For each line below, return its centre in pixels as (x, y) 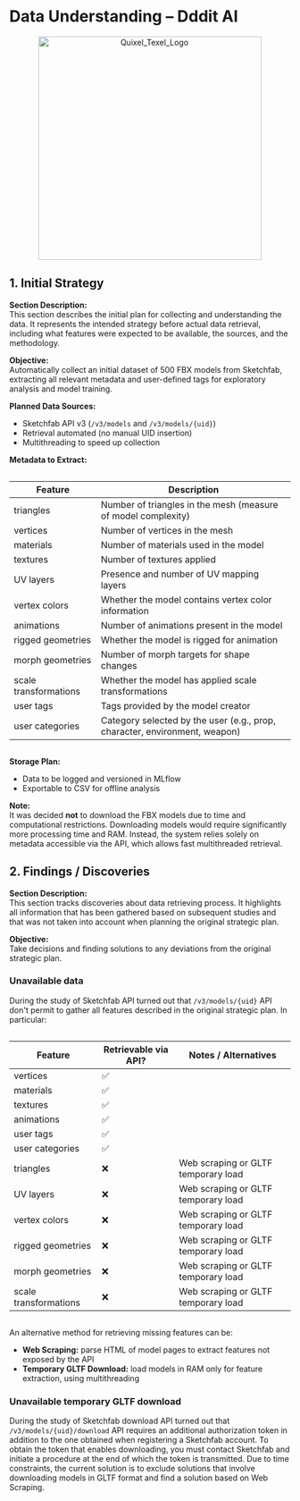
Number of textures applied (158, 559)
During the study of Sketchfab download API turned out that (120, 1421)
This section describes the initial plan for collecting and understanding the (146, 314)
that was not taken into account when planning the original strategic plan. (144, 922)
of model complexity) (146, 516)
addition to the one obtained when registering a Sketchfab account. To (139, 1440)
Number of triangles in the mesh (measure (190, 504)
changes (119, 665)
